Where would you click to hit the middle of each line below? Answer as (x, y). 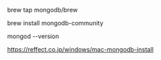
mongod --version (33, 36)
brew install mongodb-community (55, 23)
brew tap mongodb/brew (42, 10)
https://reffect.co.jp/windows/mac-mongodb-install (80, 49)
